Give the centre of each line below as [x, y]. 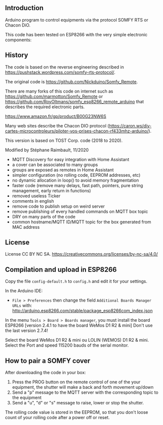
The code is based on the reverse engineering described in [65, 67]
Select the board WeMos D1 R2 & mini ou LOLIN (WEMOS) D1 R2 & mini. [77, 340]
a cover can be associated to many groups [55, 165]
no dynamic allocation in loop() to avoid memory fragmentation [75, 180]
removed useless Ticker [36, 196]
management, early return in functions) [51, 190]
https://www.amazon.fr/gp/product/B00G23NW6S [56, 116]
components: [18, 40]
